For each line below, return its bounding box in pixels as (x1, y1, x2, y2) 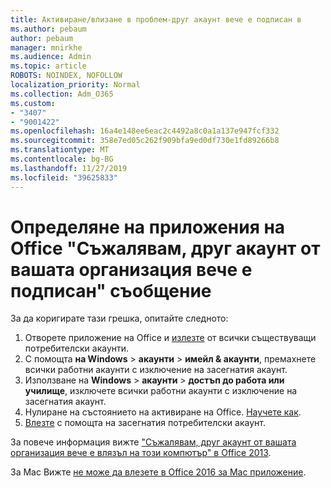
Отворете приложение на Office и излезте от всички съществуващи (24, 332, 317, 344)
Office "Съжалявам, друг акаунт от (10, 237, 321, 260)
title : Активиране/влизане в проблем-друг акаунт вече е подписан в (10, 14, 302, 25)
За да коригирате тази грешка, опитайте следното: (10, 312, 229, 325)
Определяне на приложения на (10, 216, 286, 238)
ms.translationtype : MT (10, 145, 110, 155)
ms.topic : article (10, 61, 87, 71)
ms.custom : (10, 98, 56, 108)
